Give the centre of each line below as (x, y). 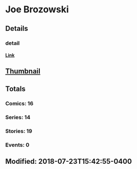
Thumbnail (23, 71)
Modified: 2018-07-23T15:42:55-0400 (68, 161)
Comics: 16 (19, 103)
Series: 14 (18, 117)
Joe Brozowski (37, 10)
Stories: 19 (19, 131)
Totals (15, 89)
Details (17, 29)
